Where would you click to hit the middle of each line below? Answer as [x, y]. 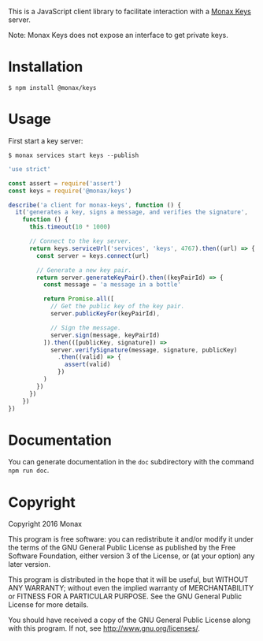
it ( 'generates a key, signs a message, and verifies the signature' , [131, 212]
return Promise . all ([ [78, 299]
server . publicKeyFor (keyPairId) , [105, 314]
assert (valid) [87, 365]
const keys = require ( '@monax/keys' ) [70, 191]
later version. [30, 565]
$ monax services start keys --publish [74, 155]
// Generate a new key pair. [84, 270]
